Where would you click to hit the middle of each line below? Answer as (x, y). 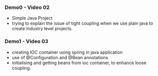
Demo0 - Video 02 (27, 7)
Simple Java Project (32, 18)
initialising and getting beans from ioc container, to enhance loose (79, 63)
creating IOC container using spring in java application (67, 52)
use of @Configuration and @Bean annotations (60, 57)
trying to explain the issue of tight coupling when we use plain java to (82, 23)
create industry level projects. (42, 29)
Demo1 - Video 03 (26, 41)
